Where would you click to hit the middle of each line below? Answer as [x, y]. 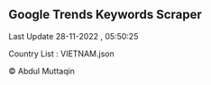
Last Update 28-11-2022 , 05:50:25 [73, 36]
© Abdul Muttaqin [42, 71]
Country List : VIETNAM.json [61, 54]
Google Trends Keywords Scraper [105, 15]
